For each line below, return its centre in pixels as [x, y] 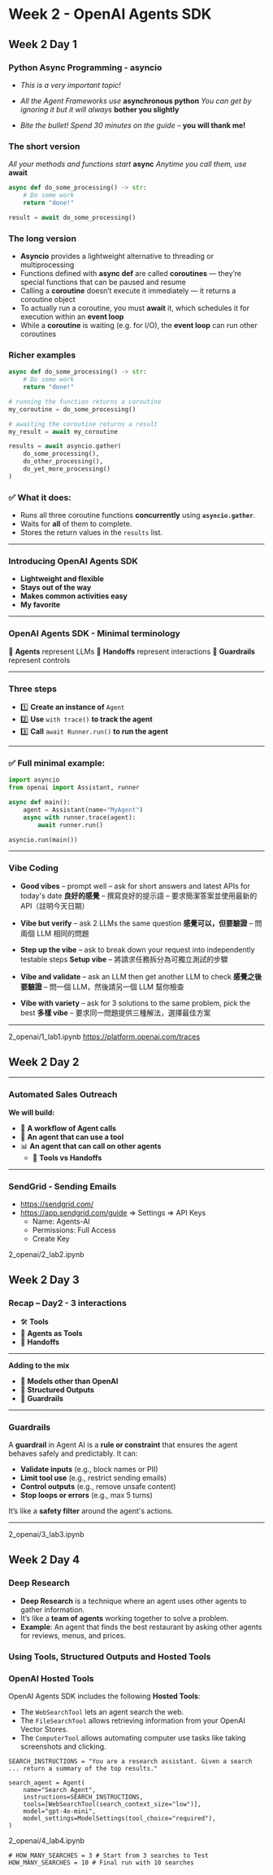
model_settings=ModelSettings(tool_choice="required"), [120, 1818]
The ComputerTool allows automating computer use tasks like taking [133, 1737]
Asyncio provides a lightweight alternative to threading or [117, 256]
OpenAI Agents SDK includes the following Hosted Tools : [104, 1696]
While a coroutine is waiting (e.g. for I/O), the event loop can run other [139, 325]
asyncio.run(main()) [43, 839]
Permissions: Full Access [74, 1230]
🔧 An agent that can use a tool [72, 1137]
